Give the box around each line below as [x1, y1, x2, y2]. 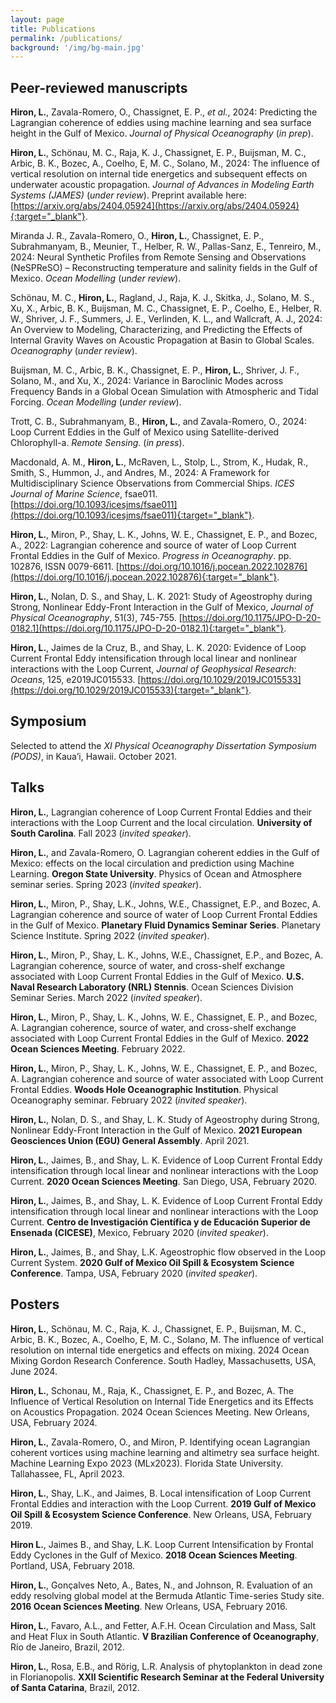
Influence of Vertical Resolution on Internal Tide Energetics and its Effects [10, 1395, 314, 1407]
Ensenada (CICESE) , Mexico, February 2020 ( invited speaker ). [10, 1226, 269, 1238]
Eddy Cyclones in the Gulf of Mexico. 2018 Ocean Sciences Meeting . [10, 1549, 298, 1561]
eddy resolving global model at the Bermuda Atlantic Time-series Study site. [10, 1589, 325, 1601]
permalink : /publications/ [10, 33, 123, 43]
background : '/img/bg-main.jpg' [10, 42, 145, 53]
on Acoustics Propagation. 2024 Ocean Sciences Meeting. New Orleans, [10, 1406, 310, 1418]
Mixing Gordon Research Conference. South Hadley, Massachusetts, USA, [10, 1354, 317, 1366]
